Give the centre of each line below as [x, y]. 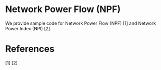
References [30, 49]
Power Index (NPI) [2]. [28, 28]
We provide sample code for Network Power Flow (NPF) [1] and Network [81, 23]
